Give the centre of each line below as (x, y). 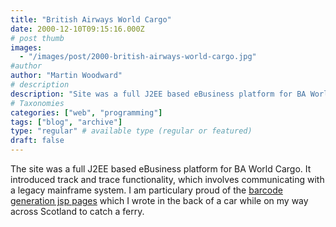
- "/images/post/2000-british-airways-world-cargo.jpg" (138, 57)
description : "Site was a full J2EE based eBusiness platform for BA (158, 94)
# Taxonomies (37, 103)
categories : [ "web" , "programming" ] (86, 112)
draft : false (37, 141)
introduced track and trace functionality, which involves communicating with (167, 179)
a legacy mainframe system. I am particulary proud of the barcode (146, 190)
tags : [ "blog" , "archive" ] (66, 122)
